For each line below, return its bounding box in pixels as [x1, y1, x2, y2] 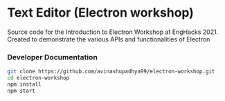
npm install [7, 81, 42, 88]
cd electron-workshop [7, 75, 70, 82]
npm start [7, 87, 36, 94]
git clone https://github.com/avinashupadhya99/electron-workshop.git [7, 68, 215, 75]
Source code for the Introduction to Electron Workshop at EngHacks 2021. [7, 28, 219, 36]
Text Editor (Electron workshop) [7, 5, 194, 21]
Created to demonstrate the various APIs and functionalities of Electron [7, 35, 210, 43]
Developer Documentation [7, 52, 98, 62]
